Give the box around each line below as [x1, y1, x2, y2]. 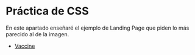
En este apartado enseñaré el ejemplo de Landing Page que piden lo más [5, 24, 190, 31]
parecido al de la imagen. [5, 30, 69, 37]
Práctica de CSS [5, 4, 89, 18]
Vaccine [14, 42, 35, 50]
